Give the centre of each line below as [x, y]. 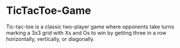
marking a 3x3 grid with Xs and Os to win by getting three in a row [86, 32]
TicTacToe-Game [49, 11]
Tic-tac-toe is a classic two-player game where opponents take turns [90, 27]
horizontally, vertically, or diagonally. [51, 39]
